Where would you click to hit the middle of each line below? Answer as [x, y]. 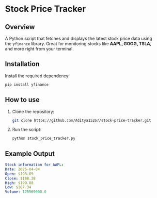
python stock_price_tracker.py [44, 139]
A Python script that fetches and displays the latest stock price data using [79, 38]
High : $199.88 [19, 183]
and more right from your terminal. [39, 49]
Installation [22, 64]
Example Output [30, 154]
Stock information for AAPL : [34, 165]
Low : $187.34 [18, 187]
